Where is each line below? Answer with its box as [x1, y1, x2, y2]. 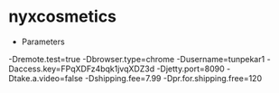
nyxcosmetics [8, 6, 117, 27]
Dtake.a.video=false [8, 72, 83, 83]
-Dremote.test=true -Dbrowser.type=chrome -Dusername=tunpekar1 [8, 53, 265, 64]
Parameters [21, 36, 65, 47]
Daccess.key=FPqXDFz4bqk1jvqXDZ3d [8, 63, 155, 74]
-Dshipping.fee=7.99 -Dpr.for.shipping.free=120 [84, 72, 263, 83]
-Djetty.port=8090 [156, 63, 225, 74]
